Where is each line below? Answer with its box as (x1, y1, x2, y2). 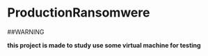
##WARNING (7, 28, 45, 36)
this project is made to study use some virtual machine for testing (7, 41, 201, 49)
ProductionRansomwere (7, 5, 150, 21)
